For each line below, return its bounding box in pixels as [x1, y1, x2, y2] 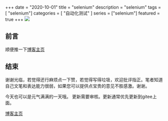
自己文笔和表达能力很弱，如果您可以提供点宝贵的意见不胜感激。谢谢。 [5, 82, 150, 89]
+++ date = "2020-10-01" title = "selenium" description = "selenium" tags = [5, 4, 161, 10]
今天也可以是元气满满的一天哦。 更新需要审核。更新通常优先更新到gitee [5, 93, 152, 99]
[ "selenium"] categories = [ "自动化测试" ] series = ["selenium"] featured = [5, 10, 160, 16]
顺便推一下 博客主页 [5, 46, 45, 52]
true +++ [5, 16, 24, 22]
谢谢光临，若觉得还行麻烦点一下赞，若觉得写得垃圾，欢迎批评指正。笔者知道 [5, 76, 163, 82]
